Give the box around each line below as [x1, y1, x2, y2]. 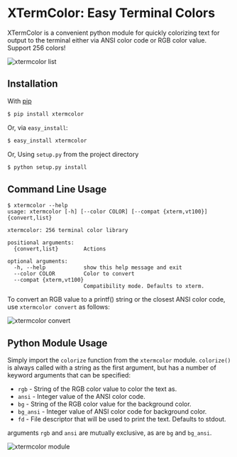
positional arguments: [7, 239, 75, 246]
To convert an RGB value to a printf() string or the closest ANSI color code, [7, 295, 226, 304]
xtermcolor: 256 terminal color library [7, 227, 129, 234]
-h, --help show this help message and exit [13, 264, 182, 271]
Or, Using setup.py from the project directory [7, 150, 139, 158]
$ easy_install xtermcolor [7, 137, 87, 144]
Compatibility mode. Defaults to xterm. [83, 282, 204, 290]
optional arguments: [7, 258, 69, 265]
